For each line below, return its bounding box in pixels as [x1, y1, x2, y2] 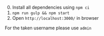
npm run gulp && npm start [12, 11, 70, 16]
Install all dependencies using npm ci [12, 5, 90, 10]
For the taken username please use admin [5, 25, 92, 31]
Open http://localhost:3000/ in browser [12, 15, 99, 21]
